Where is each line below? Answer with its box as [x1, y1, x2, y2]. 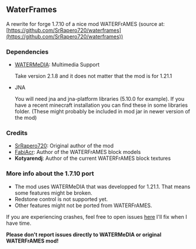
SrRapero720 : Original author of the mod [14, 142, 114, 149]
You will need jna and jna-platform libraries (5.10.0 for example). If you [14, 96, 184, 103]
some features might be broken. [14, 189, 92, 196]
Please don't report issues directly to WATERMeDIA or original [6, 231, 162, 238]
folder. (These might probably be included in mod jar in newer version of [14, 108, 190, 115]
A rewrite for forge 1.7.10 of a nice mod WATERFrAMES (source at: [6, 20, 165, 27]
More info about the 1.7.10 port [6, 169, 94, 178]
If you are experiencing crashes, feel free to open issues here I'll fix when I [6, 213, 187, 220]
